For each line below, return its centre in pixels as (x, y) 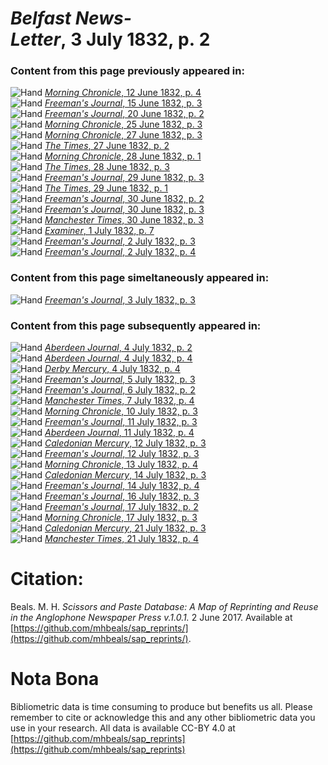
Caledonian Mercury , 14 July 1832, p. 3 (125, 475)
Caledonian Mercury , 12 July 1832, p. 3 (125, 443)
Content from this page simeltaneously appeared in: (140, 278)
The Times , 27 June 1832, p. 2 (107, 146)
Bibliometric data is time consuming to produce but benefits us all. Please (161, 706)
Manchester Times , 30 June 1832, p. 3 (124, 220)
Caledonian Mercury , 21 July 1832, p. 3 (125, 528)
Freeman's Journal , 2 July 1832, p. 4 (120, 252)
